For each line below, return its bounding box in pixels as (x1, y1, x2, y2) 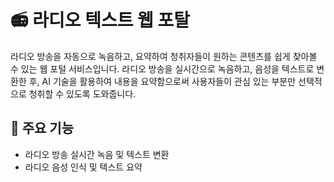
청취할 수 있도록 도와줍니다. (28, 87, 137, 100)
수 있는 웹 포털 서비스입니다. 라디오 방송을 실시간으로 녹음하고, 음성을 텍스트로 (10, 62, 315, 75)
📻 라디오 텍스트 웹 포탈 (10, 9, 190, 32)
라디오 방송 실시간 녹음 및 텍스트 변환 (24, 148, 170, 160)
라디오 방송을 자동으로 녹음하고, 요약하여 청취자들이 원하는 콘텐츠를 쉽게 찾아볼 (10, 50, 318, 62)
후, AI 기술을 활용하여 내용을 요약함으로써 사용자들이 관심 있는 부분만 (28, 75, 297, 87)
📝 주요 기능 (10, 120, 75, 137)
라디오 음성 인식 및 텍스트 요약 (24, 161, 143, 173)
